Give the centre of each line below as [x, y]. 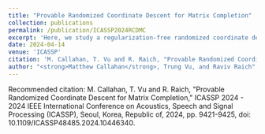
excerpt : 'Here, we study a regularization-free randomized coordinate [128, 37]
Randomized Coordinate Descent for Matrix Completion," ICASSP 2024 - [126, 97]
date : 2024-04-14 [37, 45]
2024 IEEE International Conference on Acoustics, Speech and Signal [121, 106]
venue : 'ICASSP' [35, 52]
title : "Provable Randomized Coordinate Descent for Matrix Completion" [130, 15]
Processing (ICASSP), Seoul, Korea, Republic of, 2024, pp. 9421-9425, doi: [129, 114]
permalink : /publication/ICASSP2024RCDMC [77, 30]
